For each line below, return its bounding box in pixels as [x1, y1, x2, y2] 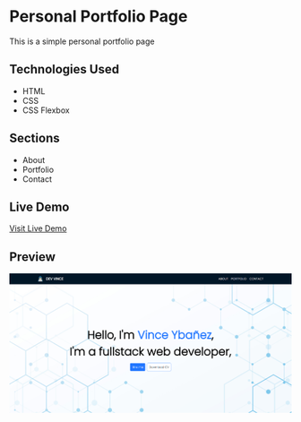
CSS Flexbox [21, 105, 70, 116]
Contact [21, 173, 52, 185]
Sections [9, 131, 60, 146]
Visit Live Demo [9, 223, 67, 234]
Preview [9, 249, 56, 264]
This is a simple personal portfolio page [9, 36, 155, 47]
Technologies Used [9, 62, 119, 77]
